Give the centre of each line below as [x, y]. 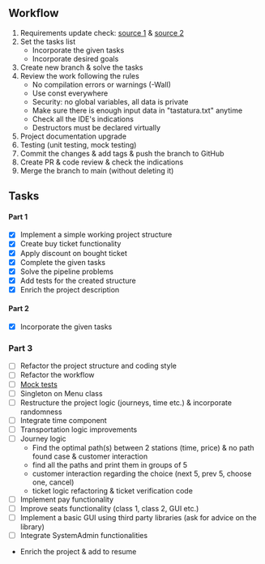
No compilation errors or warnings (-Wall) [102, 84]
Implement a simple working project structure [96, 235]
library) [32, 527]
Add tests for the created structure [78, 280]
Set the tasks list [48, 41]
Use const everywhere [70, 93]
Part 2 [19, 309]
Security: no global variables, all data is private [110, 101]
